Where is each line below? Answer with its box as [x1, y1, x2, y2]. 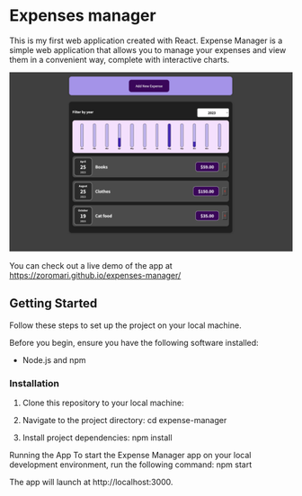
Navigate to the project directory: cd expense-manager [22, 414, 227, 425]
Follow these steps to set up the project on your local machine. [9, 320, 242, 331]
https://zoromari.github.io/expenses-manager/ [9, 270, 182, 280]
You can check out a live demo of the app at [9, 260, 173, 270]
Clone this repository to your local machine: [22, 397, 184, 408]
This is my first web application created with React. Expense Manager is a [9, 35, 283, 46]
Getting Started [9, 296, 98, 311]
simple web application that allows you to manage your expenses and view [9, 44, 287, 55]
